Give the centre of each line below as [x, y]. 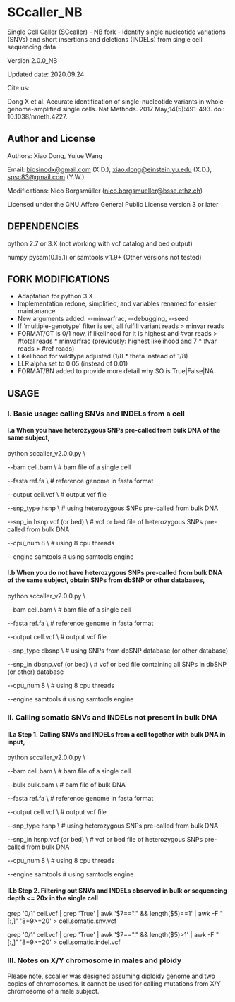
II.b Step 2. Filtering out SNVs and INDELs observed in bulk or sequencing [117, 891]
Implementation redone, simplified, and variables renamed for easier [117, 303]
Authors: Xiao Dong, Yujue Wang [55, 155]
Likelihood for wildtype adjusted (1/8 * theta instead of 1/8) [103, 356]
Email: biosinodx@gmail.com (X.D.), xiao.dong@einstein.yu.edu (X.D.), [109, 169]
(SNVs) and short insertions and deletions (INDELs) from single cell [105, 39]
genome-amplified [34, 109]
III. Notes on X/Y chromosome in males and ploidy [95, 960]
